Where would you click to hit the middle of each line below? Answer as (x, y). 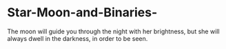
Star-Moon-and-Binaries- (82, 13)
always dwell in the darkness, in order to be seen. (78, 38)
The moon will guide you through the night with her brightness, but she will (113, 31)
